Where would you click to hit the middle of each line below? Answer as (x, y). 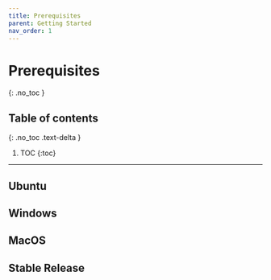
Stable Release (47, 268)
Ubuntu (27, 186)
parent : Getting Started (50, 23)
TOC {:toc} (38, 153)
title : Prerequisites (45, 16)
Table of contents (53, 118)
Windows (33, 213)
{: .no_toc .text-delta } (45, 138)
